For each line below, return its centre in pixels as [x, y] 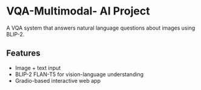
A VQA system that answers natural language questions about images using [101, 28]
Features [23, 53]
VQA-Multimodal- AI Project [78, 11]
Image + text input [38, 68]
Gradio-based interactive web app [58, 80]
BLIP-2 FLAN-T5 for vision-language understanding [79, 74]
